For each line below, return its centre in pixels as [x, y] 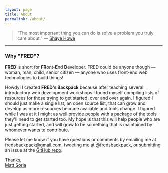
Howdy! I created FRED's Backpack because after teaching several [74, 87]
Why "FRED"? [22, 56]
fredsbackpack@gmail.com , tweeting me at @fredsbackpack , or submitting [83, 145]
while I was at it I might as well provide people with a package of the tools [81, 114]
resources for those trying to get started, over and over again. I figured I [79, 98]
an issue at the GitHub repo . [34, 150]
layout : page [19, 10]
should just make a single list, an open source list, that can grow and [75, 103]
